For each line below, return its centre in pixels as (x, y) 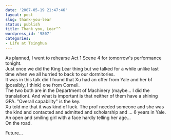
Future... (14, 133)
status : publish (23, 24)
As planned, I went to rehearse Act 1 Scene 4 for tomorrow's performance (83, 58)
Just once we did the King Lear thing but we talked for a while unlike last (82, 68)
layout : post (19, 15)
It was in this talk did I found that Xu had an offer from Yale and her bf (79, 79)
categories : (18, 39)
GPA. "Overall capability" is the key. (43, 101)
